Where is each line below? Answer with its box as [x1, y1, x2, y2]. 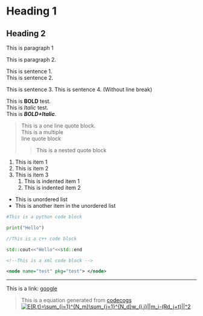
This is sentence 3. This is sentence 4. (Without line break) [6, 86, 152, 93]
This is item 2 [14, 165, 49, 172]
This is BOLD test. [6, 98, 51, 105]
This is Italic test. [6, 104, 49, 111]
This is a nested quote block [36, 147, 107, 153]
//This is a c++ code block [6, 236, 77, 242]
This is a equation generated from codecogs [21, 297, 132, 304]
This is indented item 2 [24, 184, 81, 191]
